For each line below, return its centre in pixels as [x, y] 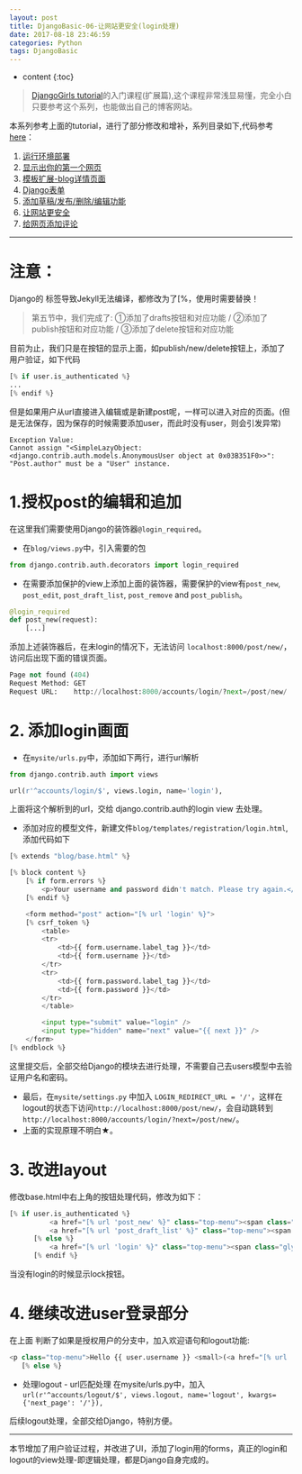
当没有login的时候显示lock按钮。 [70, 1274]
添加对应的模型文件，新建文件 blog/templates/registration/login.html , [155, 828]
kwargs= [262, 1395]
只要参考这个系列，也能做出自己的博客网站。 [114, 107]
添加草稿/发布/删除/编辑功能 [74, 201]
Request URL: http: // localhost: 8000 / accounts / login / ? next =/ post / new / [148, 692]
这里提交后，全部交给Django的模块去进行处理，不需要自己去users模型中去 [147, 1066]
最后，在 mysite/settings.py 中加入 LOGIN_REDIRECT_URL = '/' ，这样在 [152, 1096]
